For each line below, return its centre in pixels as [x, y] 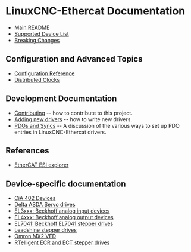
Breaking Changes [37, 40]
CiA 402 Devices [35, 198]
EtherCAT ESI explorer [41, 165]
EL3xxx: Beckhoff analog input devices [62, 211]
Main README [32, 27]
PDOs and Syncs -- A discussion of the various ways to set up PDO [97, 125]
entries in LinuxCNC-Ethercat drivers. [60, 132]
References [27, 150]
